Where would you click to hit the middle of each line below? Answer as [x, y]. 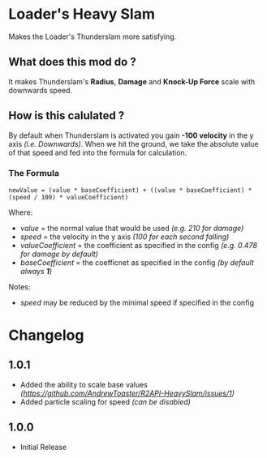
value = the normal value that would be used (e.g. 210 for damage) [132, 228]
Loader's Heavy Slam [82, 14]
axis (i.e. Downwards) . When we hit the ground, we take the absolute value [133, 143]
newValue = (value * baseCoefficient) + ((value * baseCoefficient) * [130, 190]
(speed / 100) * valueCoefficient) [69, 197]
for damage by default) [59, 254]
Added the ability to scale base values [84, 384]
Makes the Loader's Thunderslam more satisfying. [93, 36]
